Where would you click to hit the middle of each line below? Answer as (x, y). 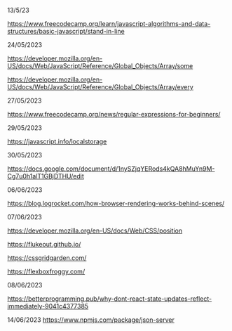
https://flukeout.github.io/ (44, 244)
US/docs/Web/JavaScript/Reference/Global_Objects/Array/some (100, 66)
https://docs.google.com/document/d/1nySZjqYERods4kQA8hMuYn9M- (111, 169)
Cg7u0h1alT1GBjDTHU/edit (46, 176)
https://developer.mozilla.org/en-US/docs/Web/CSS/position (95, 231)
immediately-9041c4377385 (48, 306)
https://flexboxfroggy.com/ (46, 271)
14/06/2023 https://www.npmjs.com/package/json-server (91, 320)
